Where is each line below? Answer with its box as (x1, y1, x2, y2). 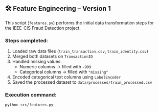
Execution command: (5, 92, 57, 98)
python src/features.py (5, 102, 54, 108)
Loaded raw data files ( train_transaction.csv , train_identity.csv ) (12, 48, 148, 54)
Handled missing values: (12, 58, 62, 65)
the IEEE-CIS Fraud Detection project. (5, 25, 81, 31)
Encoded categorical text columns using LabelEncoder (12, 74, 121, 80)
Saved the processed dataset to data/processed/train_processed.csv (12, 79, 153, 85)
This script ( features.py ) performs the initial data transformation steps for (5, 19, 154, 26)
